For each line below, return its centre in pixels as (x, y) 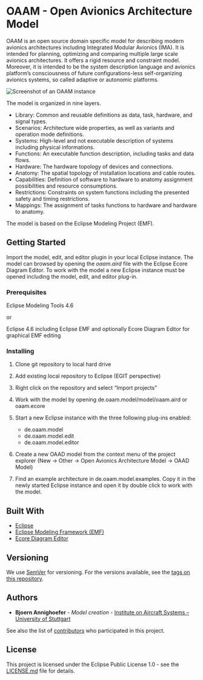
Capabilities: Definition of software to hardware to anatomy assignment (104, 179)
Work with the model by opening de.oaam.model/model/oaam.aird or (101, 399)
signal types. (31, 121)
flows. (23, 160)
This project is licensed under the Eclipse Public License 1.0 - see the (93, 664)
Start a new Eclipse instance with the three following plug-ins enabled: (103, 418)
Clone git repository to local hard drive (63, 364)
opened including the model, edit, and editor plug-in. (72, 276)
